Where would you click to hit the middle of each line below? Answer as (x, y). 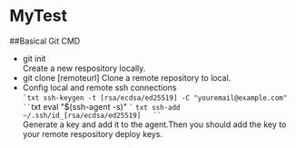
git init (34, 58)
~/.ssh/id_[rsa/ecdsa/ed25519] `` (92, 115)
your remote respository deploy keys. (93, 133)
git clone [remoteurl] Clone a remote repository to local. (127, 77)
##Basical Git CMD (45, 41)
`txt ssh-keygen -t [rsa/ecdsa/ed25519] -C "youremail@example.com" (155, 98)
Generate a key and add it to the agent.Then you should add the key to (154, 124)
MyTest (39, 16)
